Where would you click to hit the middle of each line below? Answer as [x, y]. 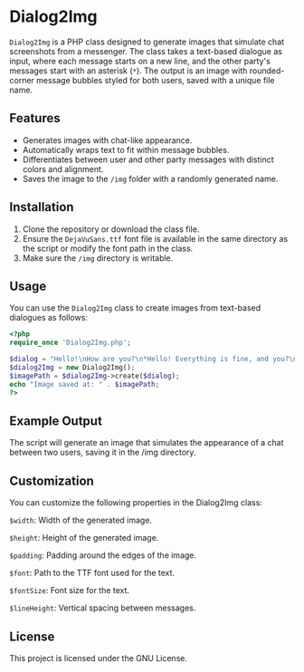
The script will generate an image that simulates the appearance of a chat [147, 443]
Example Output [56, 421]
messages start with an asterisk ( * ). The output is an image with [128, 71]
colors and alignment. [63, 168]
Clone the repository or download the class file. [111, 229]
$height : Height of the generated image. [84, 538]
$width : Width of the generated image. [81, 520]
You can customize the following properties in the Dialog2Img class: [136, 503]
